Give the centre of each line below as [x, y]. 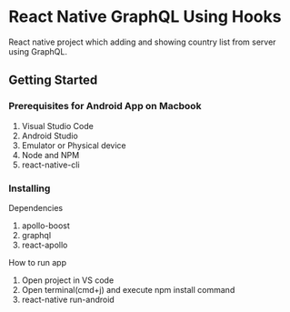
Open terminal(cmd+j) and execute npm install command [128, 289]
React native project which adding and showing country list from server [142, 42]
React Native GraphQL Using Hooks [145, 17]
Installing [30, 188]
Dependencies [36, 207]
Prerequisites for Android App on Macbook [105, 106]
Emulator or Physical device [74, 145]
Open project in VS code [68, 280]
